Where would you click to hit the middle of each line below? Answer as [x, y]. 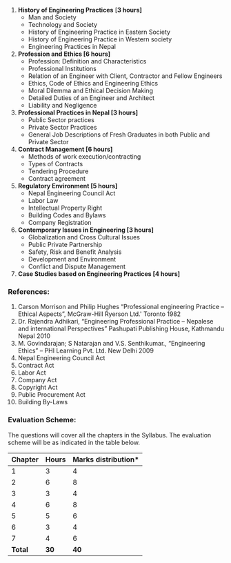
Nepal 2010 [34, 336]
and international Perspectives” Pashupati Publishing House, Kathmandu [121, 329]
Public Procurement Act [51, 395]
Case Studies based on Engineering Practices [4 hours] [99, 274]
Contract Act [36, 366]
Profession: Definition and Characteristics [87, 61]
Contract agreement [57, 178]
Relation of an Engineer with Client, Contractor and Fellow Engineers [125, 76]
